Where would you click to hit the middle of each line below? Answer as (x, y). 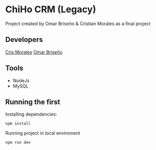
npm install (18, 124)
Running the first (33, 102)
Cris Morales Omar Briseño (34, 52)
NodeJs (21, 80)
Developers (24, 40)
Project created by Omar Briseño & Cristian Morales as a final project (78, 24)
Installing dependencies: (31, 114)
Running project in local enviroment (43, 133)
